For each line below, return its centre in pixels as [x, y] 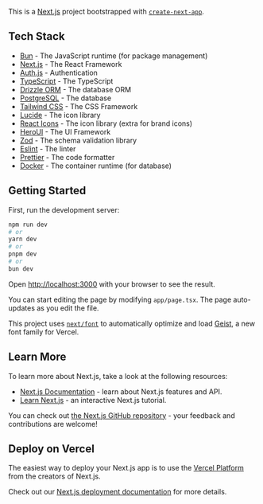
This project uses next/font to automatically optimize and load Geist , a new [132, 323]
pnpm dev [23, 254]
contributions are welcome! [53, 424]
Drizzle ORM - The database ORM [75, 89]
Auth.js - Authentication [58, 72]
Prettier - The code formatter [67, 157]
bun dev [21, 269]
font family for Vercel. [44, 332]
